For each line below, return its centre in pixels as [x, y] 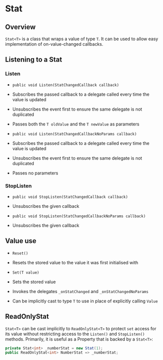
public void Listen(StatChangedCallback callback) [66, 85]
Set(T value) [26, 272]
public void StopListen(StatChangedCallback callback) [70, 197]
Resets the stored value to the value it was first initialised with [75, 262]
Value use [21, 241]
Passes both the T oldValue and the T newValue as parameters [76, 124]
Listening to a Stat [34, 60]
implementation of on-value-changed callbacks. [54, 44]
